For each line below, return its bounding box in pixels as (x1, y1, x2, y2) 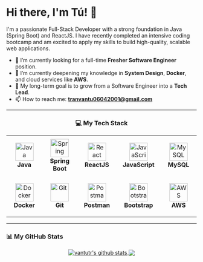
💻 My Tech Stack (75, 119, 128, 127)
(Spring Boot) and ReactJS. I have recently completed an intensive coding (6, 31, 190, 39)
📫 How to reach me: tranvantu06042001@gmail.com (14, 95, 153, 102)
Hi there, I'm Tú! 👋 (6, 5, 98, 19)
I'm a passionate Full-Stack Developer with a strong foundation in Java (6, 25, 182, 33)
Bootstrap (123, 201, 153, 209)
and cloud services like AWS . (14, 76, 89, 83)
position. (14, 63, 37, 70)
